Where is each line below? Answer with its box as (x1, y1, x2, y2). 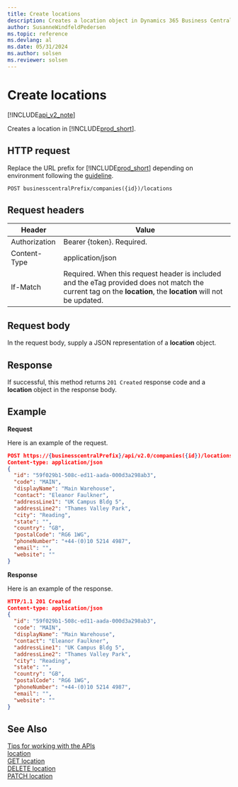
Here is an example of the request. (7, 438, 108, 447)
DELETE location (7, 764, 56, 773)
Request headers (7, 203, 85, 216)
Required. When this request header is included (63, 269, 222, 279)
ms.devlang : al (7, 37, 52, 44)
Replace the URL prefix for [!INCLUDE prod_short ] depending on (7, 164, 193, 172)
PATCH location (7, 772, 53, 781)
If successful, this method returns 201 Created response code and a (7, 377, 205, 386)
